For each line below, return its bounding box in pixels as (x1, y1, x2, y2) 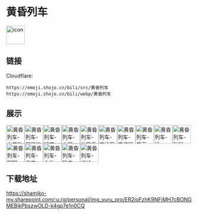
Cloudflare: (6, 72, 34, 79)
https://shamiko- (6, 190, 47, 197)
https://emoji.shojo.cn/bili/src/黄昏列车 (6, 84, 109, 90)
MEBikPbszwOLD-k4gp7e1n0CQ (6, 202, 85, 210)
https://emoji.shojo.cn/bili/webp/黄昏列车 (6, 91, 111, 97)
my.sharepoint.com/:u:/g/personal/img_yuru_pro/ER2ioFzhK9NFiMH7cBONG (6, 196, 192, 203)
